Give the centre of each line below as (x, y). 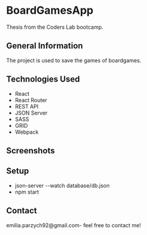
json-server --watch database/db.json (62, 185)
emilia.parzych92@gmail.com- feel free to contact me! (74, 225)
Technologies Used (43, 79)
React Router (31, 100)
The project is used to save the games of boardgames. (74, 60)
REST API (27, 106)
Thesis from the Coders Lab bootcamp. (55, 27)
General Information (45, 46)
